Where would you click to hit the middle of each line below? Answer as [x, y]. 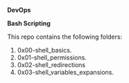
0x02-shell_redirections [51, 65]
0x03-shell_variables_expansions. [66, 72]
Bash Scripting [29, 23]
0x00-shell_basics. [44, 50]
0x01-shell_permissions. [52, 57]
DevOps [19, 10]
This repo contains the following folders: [65, 37]
